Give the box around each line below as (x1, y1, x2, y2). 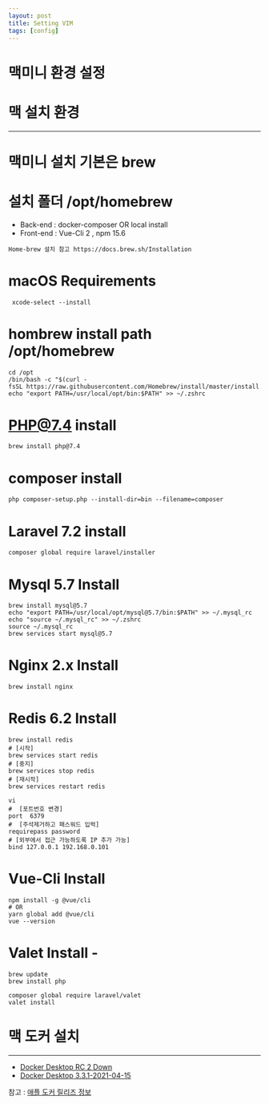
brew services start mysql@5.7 (8, 630, 113, 638)
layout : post (8, 11, 52, 20)
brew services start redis (8, 751, 98, 760)
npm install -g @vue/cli (8, 896, 91, 904)
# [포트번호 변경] (8, 805, 63, 814)
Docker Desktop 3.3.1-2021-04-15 (19, 1070, 131, 1080)
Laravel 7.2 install (8, 522, 126, 540)
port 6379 (8, 812, 45, 820)
